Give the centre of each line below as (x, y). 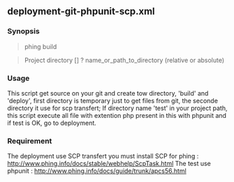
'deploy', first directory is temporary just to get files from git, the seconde (113, 100)
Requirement (30, 141)
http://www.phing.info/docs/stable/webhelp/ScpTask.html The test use (109, 164)
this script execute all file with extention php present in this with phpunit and (117, 115)
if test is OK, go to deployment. (52, 123)
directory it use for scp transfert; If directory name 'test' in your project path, (117, 108)
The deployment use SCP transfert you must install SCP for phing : (103, 156)
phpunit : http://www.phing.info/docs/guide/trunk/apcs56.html (97, 171)
